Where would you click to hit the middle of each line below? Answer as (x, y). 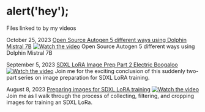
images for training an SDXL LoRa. (50, 102)
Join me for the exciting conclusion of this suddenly (120, 71)
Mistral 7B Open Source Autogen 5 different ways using (101, 46)
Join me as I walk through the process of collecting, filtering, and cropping (100, 96)
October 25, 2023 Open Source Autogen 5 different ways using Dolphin (96, 40)
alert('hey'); (38, 11)
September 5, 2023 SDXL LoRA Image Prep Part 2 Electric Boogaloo (92, 65)
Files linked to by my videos (41, 28)
